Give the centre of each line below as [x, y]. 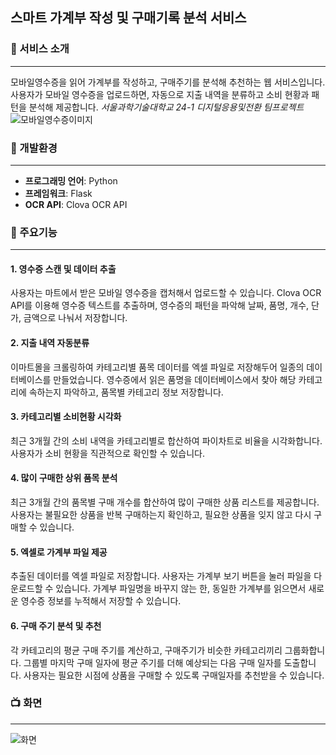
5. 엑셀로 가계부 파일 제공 [59, 552]
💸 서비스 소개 [40, 49]
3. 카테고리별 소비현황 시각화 [66, 417]
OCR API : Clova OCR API [76, 204]
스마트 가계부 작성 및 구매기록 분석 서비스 [128, 18]
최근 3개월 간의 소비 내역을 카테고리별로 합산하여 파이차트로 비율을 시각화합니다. [166, 440]
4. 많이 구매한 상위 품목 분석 [64, 478]
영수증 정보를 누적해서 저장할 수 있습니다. [101, 601]
